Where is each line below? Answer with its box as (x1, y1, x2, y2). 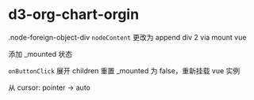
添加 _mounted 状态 (8, 49, 73, 58)
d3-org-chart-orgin (8, 6, 140, 24)
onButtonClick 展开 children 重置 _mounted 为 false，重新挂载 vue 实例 (8, 65, 241, 76)
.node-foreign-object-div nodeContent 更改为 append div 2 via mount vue (8, 32, 247, 42)
